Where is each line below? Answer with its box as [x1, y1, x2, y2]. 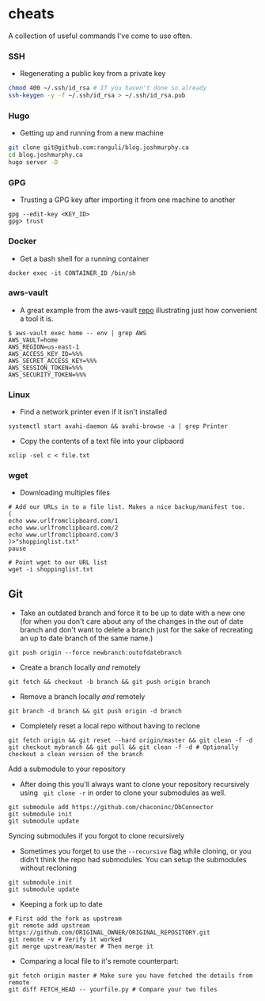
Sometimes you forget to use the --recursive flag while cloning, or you [19, 846, 252, 856]
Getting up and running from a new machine [19, 128, 164, 138]
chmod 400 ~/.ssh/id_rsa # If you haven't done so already [8, 84, 207, 92]
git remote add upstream [8, 922, 90, 930]
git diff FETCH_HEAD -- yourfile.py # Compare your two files [8, 986, 218, 994]
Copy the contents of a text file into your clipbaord [19, 437, 184, 446]
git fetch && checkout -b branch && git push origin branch [8, 678, 211, 686]
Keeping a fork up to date [19, 900, 103, 909]
